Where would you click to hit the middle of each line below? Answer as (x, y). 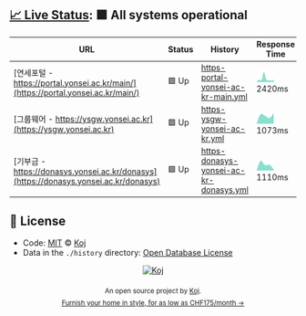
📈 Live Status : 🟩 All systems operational (128, 15)
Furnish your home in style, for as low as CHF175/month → (153, 303)
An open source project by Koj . (153, 291)
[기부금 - (30, 161)
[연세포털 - (33, 72)
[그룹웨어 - (33, 119)
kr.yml (213, 138)
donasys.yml (224, 190)
